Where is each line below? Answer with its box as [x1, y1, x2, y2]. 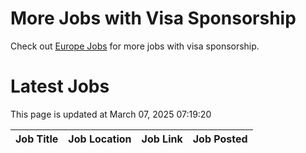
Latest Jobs [10, 75, 110, 98]
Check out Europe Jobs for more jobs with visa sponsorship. [10, 40, 260, 52]
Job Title [15, 132, 59, 146]
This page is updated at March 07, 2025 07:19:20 [10, 108, 212, 120]
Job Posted [192, 132, 248, 146]
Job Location [68, 132, 132, 146]
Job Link [141, 132, 183, 146]
